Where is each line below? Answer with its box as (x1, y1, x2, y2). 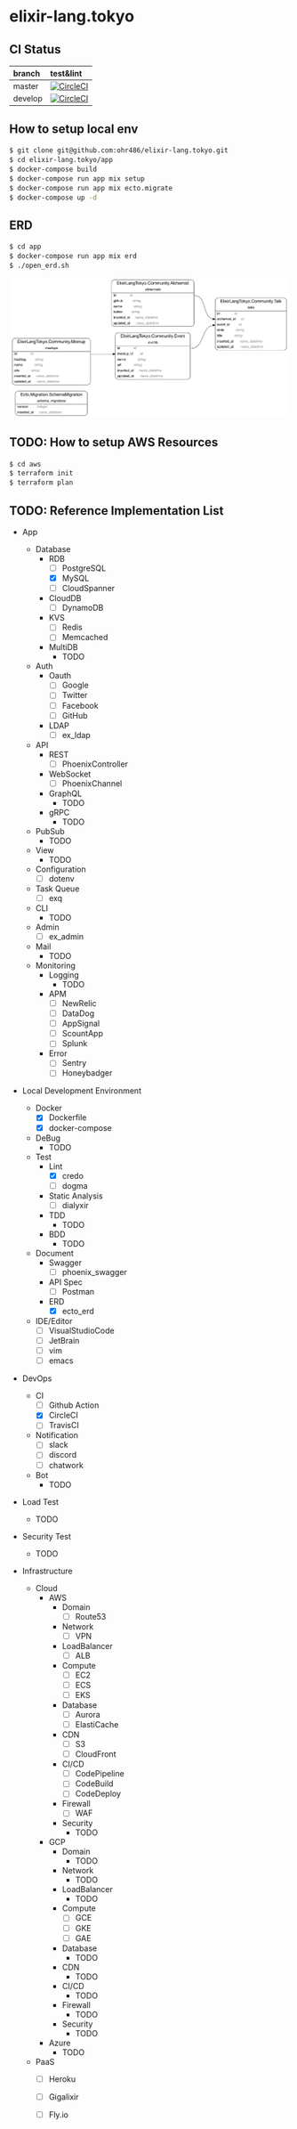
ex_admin (48, 930, 84, 941)
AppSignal (61, 1018, 100, 1029)
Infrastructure (21, 1565, 73, 1576)
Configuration (35, 864, 86, 874)
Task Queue (35, 883, 80, 894)
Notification (35, 1430, 78, 1441)
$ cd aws (9, 459, 42, 468)
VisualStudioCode (48, 1325, 115, 1336)
